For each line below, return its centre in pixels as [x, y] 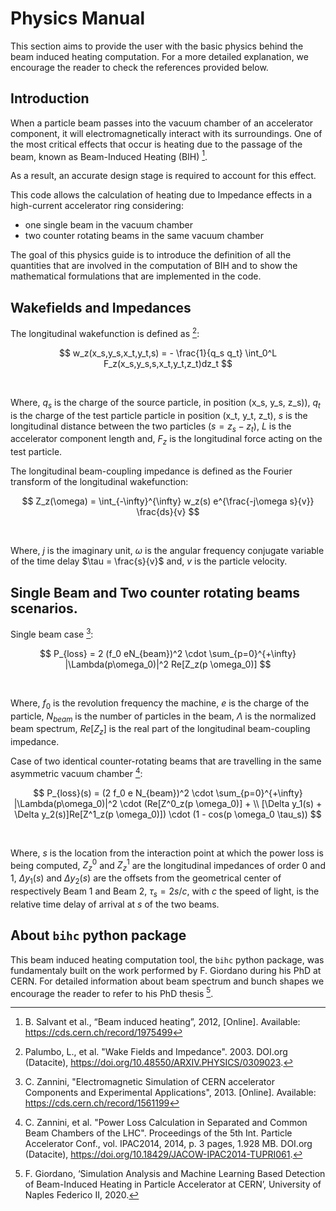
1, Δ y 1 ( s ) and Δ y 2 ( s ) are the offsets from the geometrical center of [146, 879]
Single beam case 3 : [52, 633]
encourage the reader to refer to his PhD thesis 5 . [112, 992]
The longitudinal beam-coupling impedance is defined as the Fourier [151, 471]
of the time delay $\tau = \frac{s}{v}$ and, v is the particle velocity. [149, 561]
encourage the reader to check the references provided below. [139, 67]
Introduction [50, 98]
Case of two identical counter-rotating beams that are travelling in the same [166, 761]
